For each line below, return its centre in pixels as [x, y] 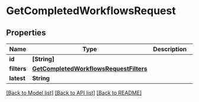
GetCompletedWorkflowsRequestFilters [90, 69]
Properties [26, 33]
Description [170, 49]
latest [17, 78]
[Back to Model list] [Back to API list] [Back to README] [74, 93]
